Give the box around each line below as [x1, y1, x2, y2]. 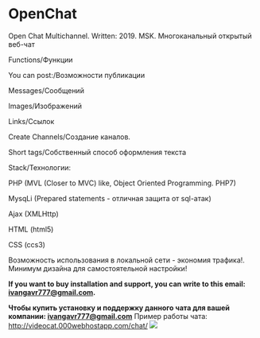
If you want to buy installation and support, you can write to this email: [8, 279, 246, 289]
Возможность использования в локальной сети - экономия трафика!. [8, 255, 245, 265]
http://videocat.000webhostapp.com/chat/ [8, 321, 149, 330]
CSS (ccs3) [8, 239, 46, 249]
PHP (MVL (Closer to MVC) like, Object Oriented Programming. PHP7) [8, 178, 237, 188]
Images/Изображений [8, 101, 82, 111]
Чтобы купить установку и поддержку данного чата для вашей [8, 303, 231, 313]
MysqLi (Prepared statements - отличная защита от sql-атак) [8, 193, 212, 203]
